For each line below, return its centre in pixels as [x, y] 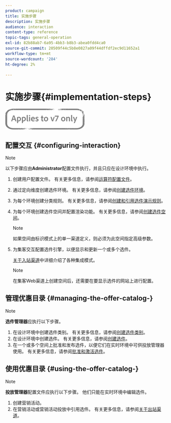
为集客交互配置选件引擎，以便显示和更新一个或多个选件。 [73, 249]
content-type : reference [32, 32]
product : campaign [25, 11]
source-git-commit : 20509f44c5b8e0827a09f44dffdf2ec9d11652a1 [73, 48]
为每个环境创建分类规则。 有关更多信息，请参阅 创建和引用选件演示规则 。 [89, 201]
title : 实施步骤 [21, 16]
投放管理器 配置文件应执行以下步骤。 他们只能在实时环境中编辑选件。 [77, 392]
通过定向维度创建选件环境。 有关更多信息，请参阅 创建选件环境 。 [80, 190]
